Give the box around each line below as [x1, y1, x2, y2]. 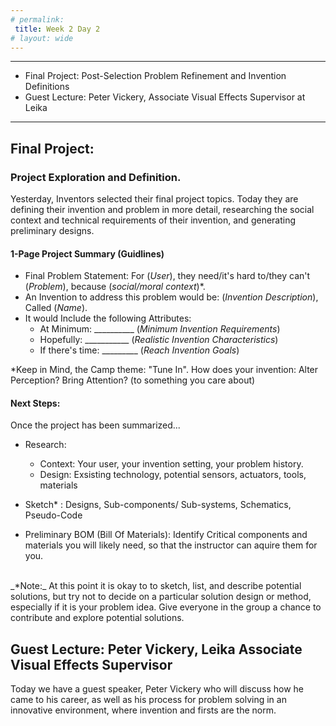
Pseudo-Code [24, 509, 83, 521]
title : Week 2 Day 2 [14, 24, 101, 34]
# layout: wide [10, 33, 74, 43]
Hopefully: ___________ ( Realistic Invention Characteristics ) [39, 334, 279, 346]
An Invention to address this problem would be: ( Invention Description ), [24, 291, 319, 303]
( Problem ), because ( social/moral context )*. [24, 281, 206, 293]
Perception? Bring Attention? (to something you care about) [10, 374, 256, 386]
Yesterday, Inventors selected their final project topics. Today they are [10, 193, 299, 205]
